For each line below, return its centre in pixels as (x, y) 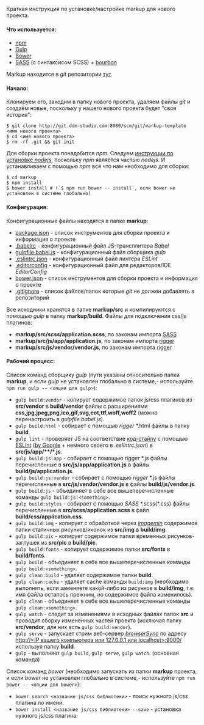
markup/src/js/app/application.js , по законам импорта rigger (95, 340)
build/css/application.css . (49, 517)
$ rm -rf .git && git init (40, 142)
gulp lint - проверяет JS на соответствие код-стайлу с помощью (101, 438)
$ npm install (24, 183)
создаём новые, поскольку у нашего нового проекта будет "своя (91, 108)
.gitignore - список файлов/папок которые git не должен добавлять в (105, 291)
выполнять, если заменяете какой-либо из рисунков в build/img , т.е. (105, 588)
